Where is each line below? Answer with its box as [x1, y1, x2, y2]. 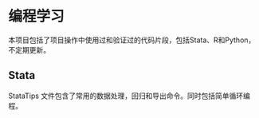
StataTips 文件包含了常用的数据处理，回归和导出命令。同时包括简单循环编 [8, 91, 251, 100]
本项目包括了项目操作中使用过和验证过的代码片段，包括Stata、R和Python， [8, 35, 256, 45]
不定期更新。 [8, 45, 50, 54]
